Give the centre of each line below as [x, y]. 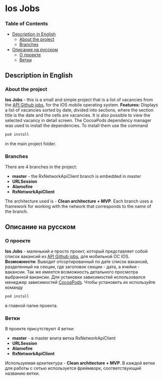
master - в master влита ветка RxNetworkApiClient [64, 338]
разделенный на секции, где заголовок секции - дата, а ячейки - [72, 267]
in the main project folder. [31, 144]
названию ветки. [22, 373]
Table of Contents [27, 24]
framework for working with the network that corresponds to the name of [78, 207]
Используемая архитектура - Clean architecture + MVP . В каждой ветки [80, 363]
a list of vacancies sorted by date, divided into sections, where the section [79, 110]
